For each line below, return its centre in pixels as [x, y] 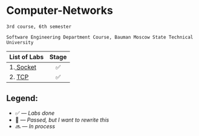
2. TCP [19, 77]
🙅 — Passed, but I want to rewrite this [62, 120]
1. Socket [23, 67]
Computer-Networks [60, 11]
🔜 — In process [35, 126]
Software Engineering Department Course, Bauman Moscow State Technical [100, 37]
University [20, 42]
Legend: [22, 98]
